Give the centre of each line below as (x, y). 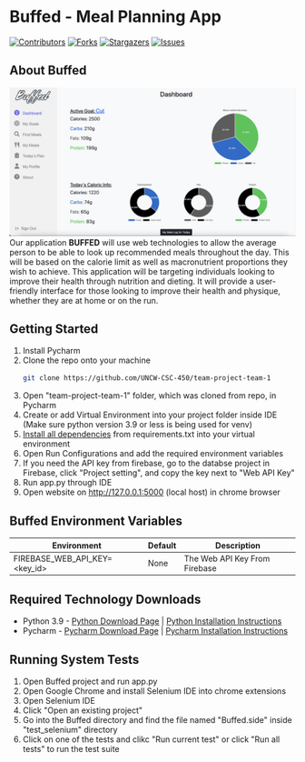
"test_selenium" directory (70, 729)
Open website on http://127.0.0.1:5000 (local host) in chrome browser (152, 492)
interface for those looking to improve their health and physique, (161, 291)
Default (162, 545)
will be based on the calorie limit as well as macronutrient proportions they (148, 262)
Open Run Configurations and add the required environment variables (153, 454)
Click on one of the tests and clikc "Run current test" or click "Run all (151, 739)
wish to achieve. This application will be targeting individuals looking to (142, 271)
